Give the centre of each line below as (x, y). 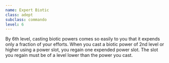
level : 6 (15, 24)
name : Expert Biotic (27, 10)
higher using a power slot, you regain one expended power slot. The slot (82, 50)
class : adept (19, 15)
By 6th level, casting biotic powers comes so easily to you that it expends (83, 39)
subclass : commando (26, 19)
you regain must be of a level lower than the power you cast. (69, 55)
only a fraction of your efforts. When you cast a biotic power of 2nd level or (85, 45)
